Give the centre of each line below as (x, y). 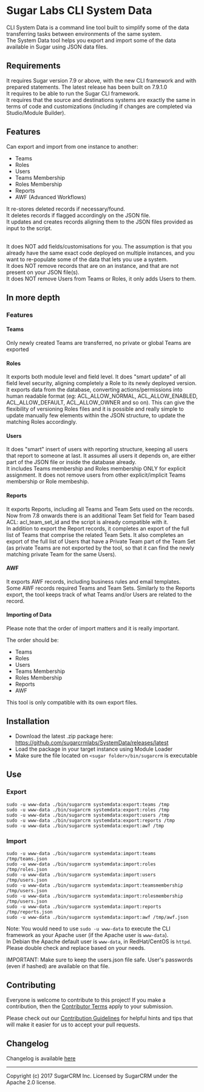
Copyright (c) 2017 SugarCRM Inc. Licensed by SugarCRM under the (92, 1076)
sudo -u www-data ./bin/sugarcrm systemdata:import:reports (84, 906)
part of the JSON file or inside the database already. (71, 462)
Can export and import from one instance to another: (72, 146)
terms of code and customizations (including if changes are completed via (99, 106)
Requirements (33, 66)
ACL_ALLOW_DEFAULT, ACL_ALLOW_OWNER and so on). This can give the (100, 403)
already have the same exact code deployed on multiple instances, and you (101, 253)
